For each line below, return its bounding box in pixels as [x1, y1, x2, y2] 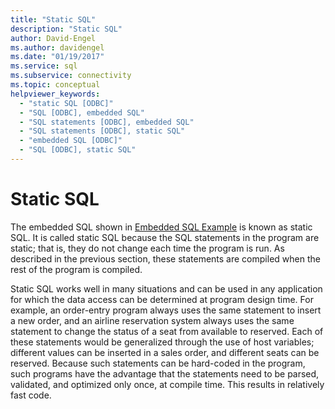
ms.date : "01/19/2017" [10, 52, 105, 62]
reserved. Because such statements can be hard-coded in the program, [10, 357, 306, 369]
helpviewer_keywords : [10, 89, 101, 99]
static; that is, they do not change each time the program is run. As [10, 242, 285, 254]
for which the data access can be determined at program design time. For [10, 293, 314, 305]
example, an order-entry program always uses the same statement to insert [10, 304, 322, 316]
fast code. [10, 389, 52, 401]
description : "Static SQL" [10, 24, 123, 34]
